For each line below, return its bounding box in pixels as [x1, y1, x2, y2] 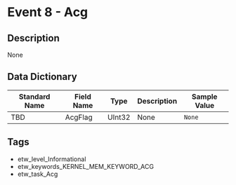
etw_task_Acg [17, 170, 58, 178]
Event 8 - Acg [7, 4, 88, 20]
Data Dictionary [7, 71, 77, 83]
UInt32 [107, 112, 131, 122]
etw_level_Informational [17, 155, 86, 163]
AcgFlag [65, 112, 93, 122]
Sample [192, 92, 218, 102]
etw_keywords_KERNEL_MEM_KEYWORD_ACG [17, 162, 155, 170]
